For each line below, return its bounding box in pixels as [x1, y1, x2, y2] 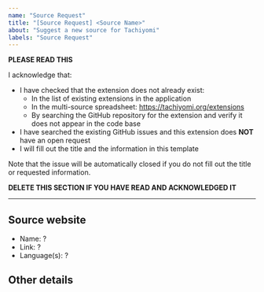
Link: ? [19, 242, 42, 252]
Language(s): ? [19, 251, 69, 261]
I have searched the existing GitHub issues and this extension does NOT [19, 128, 254, 137]
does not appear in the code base [31, 119, 141, 128]
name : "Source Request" [8, 11, 86, 20]
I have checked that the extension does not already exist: [19, 86, 205, 95]
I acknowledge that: [8, 70, 72, 79]
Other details [8, 273, 73, 287]
